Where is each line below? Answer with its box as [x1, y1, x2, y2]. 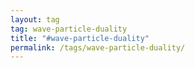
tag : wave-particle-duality [10, 24, 128, 34]
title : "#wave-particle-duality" [10, 33, 150, 43]
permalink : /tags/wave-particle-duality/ [10, 42, 186, 53]
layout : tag [10, 14, 60, 25]
